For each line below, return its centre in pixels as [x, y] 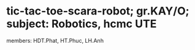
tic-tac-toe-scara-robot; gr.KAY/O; [98, 11]
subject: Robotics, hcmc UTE [82, 24]
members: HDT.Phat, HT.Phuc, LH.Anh [55, 40]
